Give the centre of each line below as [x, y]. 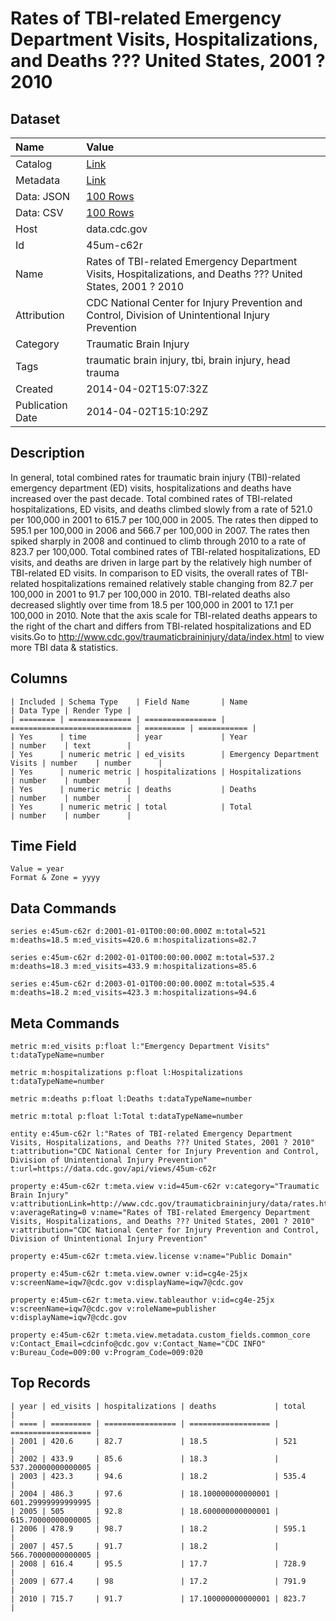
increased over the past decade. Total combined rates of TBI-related [151, 498]
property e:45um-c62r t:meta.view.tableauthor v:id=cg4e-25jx [142, 1300]
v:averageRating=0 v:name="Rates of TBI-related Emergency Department [160, 1213]
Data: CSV [39, 212]
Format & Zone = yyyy [55, 878]
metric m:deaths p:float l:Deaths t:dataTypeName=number [131, 1099]
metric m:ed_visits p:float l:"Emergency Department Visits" [140, 1047]
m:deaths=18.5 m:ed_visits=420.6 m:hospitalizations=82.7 [133, 940]
